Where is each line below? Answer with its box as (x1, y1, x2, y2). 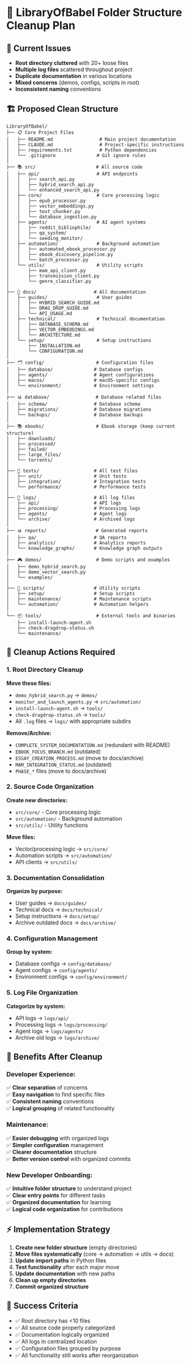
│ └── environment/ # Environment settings (6, 382, 155, 389)
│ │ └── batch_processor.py (6, 257, 89, 263)
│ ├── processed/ (6, 441, 56, 447)
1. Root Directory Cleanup (6, 665, 84, 674)
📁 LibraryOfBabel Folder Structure (6, 6, 182, 20)
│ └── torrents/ (6, 457, 53, 463)
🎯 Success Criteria (6, 1301, 78, 1311)
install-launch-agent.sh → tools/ (15, 704, 103, 711)
